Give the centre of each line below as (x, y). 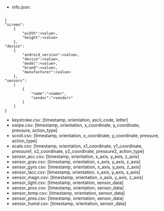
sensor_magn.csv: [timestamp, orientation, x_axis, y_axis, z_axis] (77, 177)
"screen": (15, 25)
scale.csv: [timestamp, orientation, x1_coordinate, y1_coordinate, (77, 146)
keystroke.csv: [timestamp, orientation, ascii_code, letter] (70, 120)
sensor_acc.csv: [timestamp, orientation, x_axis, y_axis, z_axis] (75, 156)
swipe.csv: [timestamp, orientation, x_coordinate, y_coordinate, (76, 125)
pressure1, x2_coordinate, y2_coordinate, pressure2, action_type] (78, 151)
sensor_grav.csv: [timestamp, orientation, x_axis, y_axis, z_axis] (76, 162)
